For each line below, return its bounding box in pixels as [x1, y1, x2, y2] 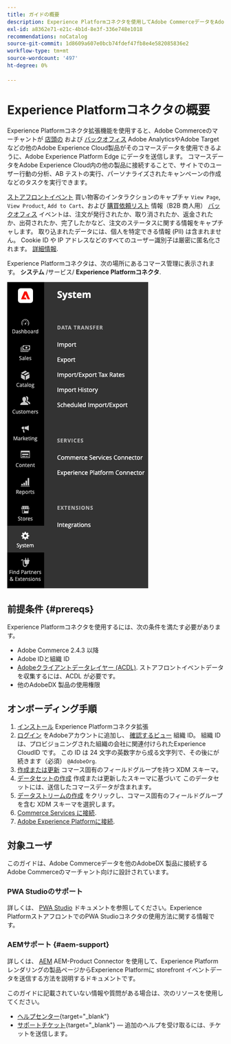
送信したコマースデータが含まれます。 [47, 783, 155, 791]
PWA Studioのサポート [7, 887, 83, 896]
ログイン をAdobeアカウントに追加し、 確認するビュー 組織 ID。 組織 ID [16, 731, 221, 740]
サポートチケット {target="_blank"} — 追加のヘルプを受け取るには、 [16, 1021, 210, 1029]
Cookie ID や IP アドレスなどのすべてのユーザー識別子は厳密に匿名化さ [20, 235, 221, 244]
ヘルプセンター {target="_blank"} [16, 1012, 110, 1021]
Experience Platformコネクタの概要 [7, 102, 210, 117]
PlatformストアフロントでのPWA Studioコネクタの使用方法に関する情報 [7, 912, 209, 920]
